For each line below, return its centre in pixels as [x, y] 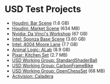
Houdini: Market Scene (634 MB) [46, 28]
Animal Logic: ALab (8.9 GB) [41, 49]
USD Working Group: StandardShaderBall [54, 60]
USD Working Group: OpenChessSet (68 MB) [58, 70]
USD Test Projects [43, 9]
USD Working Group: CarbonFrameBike [52, 65]
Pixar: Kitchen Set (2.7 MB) [40, 55]
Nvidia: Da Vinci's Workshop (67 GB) [50, 33]
